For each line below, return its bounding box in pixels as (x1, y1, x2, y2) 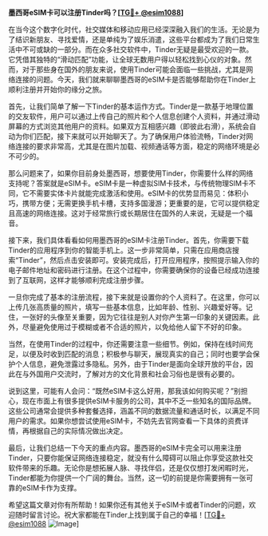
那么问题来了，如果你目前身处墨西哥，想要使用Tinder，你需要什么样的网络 (8, 169, 254, 178)
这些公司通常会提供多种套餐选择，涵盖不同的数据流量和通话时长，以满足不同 (8, 407, 260, 415)
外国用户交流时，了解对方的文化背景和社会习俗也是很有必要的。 (29, 369, 239, 379)
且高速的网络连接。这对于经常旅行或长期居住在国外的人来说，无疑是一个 (8, 208, 246, 218)
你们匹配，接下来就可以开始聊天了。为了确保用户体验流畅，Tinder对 (22, 132, 246, 141)
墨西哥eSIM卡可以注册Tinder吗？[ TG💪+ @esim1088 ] (8, 8, 184, 17)
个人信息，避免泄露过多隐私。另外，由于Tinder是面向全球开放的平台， (14, 359, 246, 368)
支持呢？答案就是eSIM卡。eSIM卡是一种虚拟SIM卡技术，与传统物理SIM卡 (8, 179, 249, 188)
